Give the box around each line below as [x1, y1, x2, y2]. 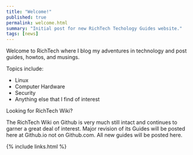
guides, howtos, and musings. [6, 54, 80, 61]
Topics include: [6, 65, 43, 72]
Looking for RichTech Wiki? [6, 107, 73, 114]
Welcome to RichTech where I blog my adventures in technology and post [6, 47, 187, 54]
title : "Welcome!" [6, 8, 52, 15]
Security [14, 89, 36, 97]
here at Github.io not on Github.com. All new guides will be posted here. [6, 132, 183, 139]
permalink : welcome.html [6, 20, 68, 26]
